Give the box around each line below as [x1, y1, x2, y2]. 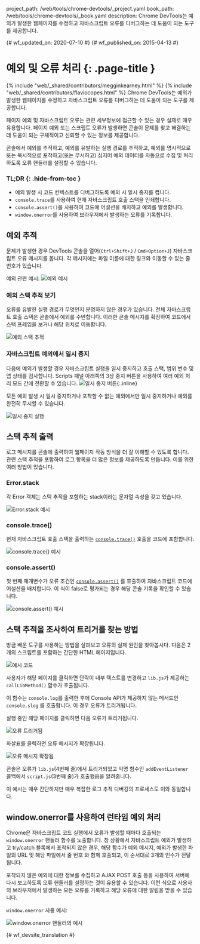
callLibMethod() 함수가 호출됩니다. [6, 682, 90, 689]
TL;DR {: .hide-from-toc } [6, 174, 81, 183]
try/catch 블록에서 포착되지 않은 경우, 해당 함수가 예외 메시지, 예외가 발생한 [12, 844, 187, 851]
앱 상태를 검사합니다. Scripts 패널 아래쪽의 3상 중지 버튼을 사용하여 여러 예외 [6, 372, 184, 379]
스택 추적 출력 [6, 432, 54, 442]
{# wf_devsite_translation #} [6, 931, 75, 938]
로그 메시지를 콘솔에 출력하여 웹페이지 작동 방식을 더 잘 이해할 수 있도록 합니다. [6, 448, 189, 456]
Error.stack [6, 479, 39, 487]
